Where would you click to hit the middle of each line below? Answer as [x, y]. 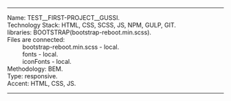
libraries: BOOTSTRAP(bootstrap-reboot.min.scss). [79, 32]
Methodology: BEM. [35, 69]
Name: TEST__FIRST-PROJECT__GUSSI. [64, 18]
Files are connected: [36, 40]
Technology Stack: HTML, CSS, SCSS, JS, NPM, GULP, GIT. [92, 25]
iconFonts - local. [47, 61]
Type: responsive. [33, 76]
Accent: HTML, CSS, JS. [42, 83]
